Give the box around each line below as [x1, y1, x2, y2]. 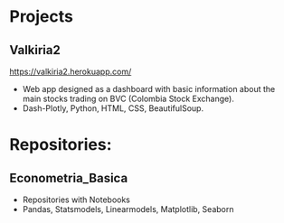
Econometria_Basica [9, 170, 128, 186]
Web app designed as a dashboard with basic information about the [22, 84, 276, 94]
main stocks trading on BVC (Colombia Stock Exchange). [22, 93, 235, 104]
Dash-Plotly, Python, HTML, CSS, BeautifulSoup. [22, 103, 204, 114]
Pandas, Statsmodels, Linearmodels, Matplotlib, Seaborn [22, 204, 234, 214]
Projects [9, 6, 74, 27]
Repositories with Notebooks [22, 194, 131, 205]
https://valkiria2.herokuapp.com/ [9, 66, 132, 77]
